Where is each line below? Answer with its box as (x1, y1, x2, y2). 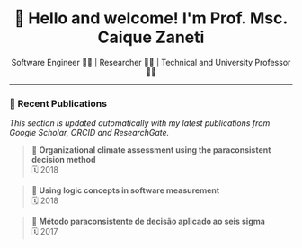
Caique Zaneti (97, 27, 205, 48)
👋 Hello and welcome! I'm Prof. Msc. (13, 8, 289, 29)
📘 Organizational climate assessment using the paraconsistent (31, 145, 271, 155)
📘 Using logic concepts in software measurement (31, 185, 220, 196)
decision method (31, 155, 96, 165)
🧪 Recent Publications (9, 97, 108, 110)
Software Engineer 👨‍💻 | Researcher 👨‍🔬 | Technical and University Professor (11, 57, 291, 67)
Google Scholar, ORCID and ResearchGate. (9, 128, 170, 138)
